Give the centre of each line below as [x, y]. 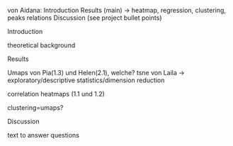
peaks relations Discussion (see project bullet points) [85, 18]
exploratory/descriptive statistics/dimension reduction [86, 80]
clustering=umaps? [35, 108]
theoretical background [41, 45]
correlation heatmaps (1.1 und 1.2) [56, 94]
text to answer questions [44, 135]
